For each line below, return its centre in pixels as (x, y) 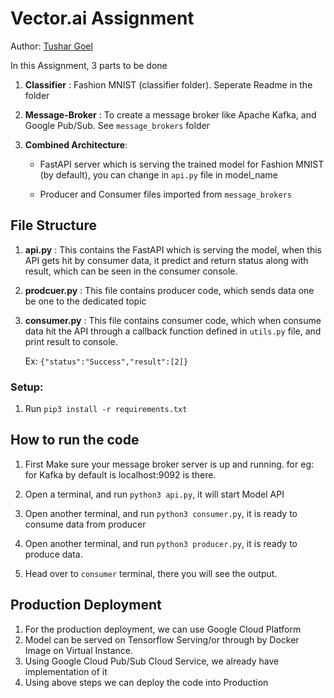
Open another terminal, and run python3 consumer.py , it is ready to (161, 513)
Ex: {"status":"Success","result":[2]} (106, 361)
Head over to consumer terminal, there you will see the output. (151, 573)
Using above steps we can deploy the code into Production (146, 682)
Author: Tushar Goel (51, 46)
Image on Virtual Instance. (78, 650)
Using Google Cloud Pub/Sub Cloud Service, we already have (152, 661)
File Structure (53, 225)
